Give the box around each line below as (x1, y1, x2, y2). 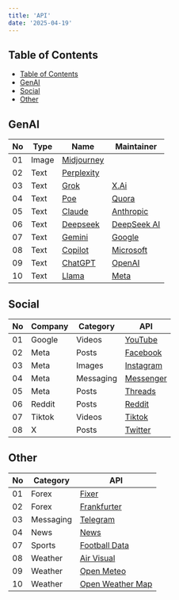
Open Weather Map (79, 578, 153, 589)
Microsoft (112, 245, 148, 256)
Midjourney (62, 155, 105, 166)
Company (31, 320, 69, 331)
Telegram (79, 514, 116, 525)
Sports (31, 540, 56, 551)
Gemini (62, 231, 89, 243)
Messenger (124, 373, 168, 384)
